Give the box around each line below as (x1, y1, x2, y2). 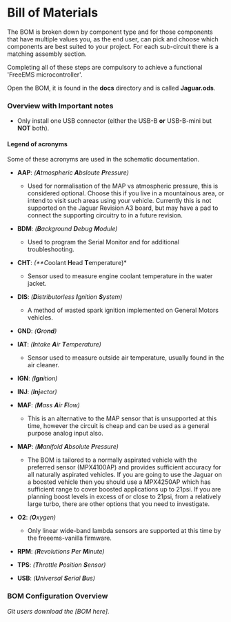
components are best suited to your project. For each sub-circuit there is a (7, 42, 219, 50)
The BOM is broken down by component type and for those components (7, 28, 213, 36)
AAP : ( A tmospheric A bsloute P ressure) (17, 168, 130, 177)
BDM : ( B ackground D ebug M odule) (17, 224, 118, 233)
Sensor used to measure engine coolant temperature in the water (27, 272, 213, 280)
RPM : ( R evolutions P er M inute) (17, 547, 105, 556)
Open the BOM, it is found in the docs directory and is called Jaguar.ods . (7, 84, 216, 92)
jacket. (27, 280, 47, 288)
